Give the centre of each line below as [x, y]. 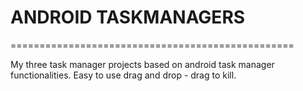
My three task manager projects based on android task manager [142, 64]
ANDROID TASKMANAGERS [128, 17]
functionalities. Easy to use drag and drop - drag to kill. [123, 75]
